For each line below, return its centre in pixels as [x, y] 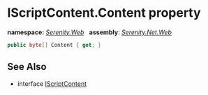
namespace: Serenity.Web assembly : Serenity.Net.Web [90, 32]
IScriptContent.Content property [104, 13]
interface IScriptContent [52, 83]
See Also [27, 67]
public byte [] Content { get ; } [54, 45]
